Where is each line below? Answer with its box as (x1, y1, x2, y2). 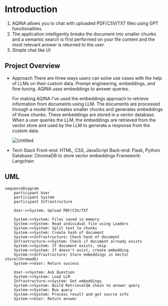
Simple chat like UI (12, 47, 51, 53)
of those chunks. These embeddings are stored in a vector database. (12, 111, 155, 117)
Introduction (5, 4, 58, 15)
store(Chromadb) (5, 256, 39, 262)
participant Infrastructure (14, 199, 72, 204)
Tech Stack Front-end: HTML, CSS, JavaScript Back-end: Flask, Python (12, 147, 160, 153)
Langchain (12, 158, 34, 164)
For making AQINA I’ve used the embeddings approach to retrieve (12, 95, 149, 101)
